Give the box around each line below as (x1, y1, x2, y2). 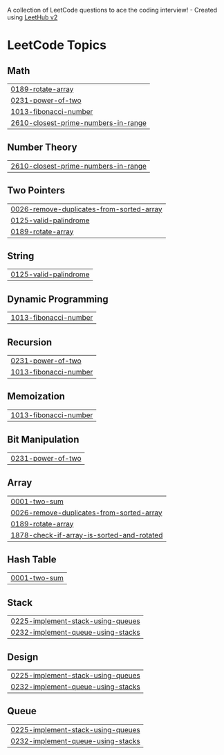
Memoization (7, 390, 66, 403)
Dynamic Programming (7, 293, 109, 305)
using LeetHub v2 (7, 13, 58, 21)
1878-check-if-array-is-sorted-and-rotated (10, 530, 163, 539)
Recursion (7, 336, 53, 348)
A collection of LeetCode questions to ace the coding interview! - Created (7, 6, 218, 14)
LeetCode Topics (7, 37, 107, 53)
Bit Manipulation (7, 434, 80, 446)
